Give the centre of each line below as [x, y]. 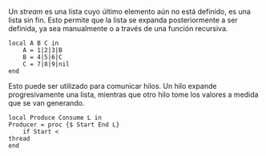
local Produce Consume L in [55, 118]
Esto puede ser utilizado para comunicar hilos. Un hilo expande [113, 86]
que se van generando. [46, 103]
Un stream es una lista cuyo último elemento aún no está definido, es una [129, 12]
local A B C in [34, 43]
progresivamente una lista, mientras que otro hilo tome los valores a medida [133, 94]
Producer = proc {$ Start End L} [64, 125]
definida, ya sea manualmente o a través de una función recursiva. [118, 28]
